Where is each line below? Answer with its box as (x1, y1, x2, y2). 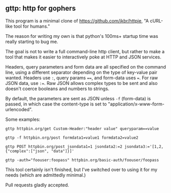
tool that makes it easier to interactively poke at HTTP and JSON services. (5, 54, 162, 60)
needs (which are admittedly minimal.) (5, 171, 86, 178)
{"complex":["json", (5, 148, 50, 154)
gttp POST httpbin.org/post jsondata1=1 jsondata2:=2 (5, 144, 123, 149)
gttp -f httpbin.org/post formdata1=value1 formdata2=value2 (5, 135, 139, 140)
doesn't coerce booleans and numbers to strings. (5, 85, 110, 92)
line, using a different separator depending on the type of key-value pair (5, 69, 158, 75)
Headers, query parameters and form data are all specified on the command (5, 63, 166, 70)
